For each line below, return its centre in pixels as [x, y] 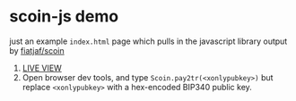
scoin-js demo [64, 17]
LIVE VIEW [42, 68]
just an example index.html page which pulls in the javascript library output [148, 41]
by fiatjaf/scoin [37, 50]
